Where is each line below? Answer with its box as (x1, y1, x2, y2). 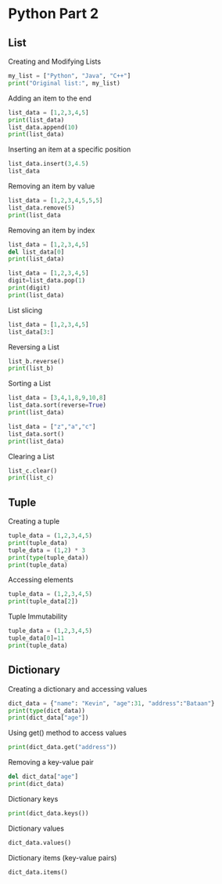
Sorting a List (8, 378, 51, 389)
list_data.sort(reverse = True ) (8, 401, 107, 409)
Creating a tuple (8, 517, 60, 526)
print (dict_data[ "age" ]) (8, 714, 89, 722)
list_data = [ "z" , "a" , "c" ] (8, 422, 96, 430)
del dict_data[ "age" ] (8, 773, 79, 781)
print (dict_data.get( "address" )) (8, 743, 117, 751)
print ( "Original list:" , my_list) (8, 79, 121, 87)
